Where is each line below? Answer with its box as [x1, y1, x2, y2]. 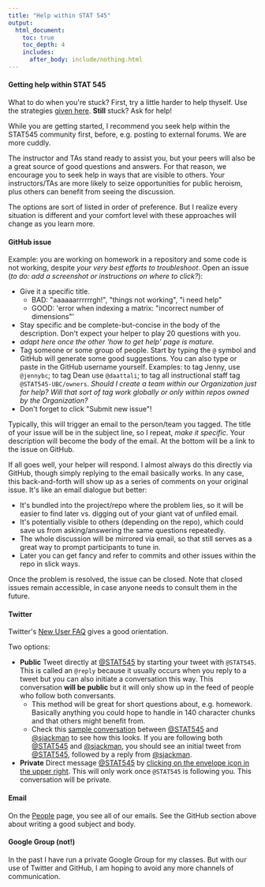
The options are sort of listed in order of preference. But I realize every [8, 202, 238, 212]
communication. [8, 871, 61, 881]
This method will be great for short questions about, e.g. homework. [31, 700, 253, 709]
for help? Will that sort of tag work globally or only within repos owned [19, 388, 250, 397]
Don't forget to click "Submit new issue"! [19, 404, 152, 414]
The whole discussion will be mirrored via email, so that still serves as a [19, 534, 252, 543]
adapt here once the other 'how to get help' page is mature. [19, 337, 215, 347]
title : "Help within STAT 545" [8, 11, 111, 20]
